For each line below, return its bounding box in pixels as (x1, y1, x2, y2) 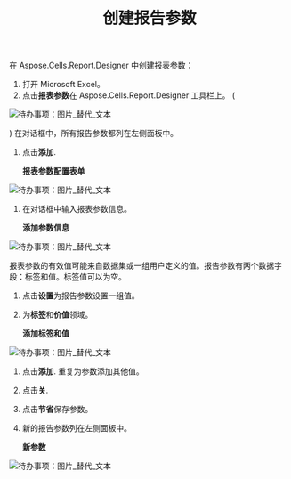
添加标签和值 (21, 329, 69, 339)
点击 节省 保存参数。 (21, 404, 93, 415)
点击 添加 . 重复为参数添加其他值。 (21, 366, 144, 377)
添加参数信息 (21, 223, 69, 233)
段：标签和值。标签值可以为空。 (9, 272, 126, 282)
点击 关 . (21, 385, 49, 396)
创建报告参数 (101, 8, 197, 28)
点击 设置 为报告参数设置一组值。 (21, 290, 140, 301)
